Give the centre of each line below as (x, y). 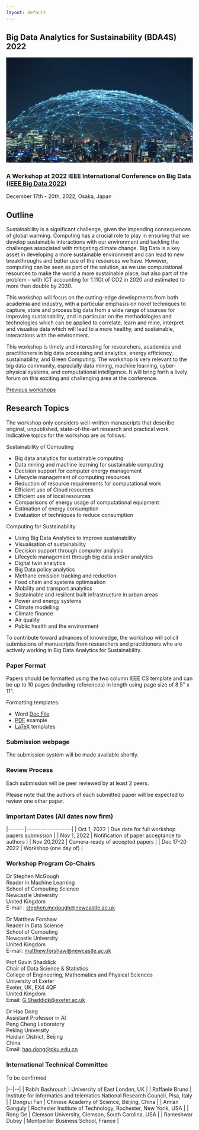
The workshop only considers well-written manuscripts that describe (90, 422)
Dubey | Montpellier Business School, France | (63, 1121)
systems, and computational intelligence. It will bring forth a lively (107, 372)
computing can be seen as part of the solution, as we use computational (94, 267)
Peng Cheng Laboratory (36, 1024)
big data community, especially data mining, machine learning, (82, 366)
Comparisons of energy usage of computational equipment (87, 502)
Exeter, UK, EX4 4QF (31, 988)
